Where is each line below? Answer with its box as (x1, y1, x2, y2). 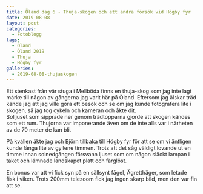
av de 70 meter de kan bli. (6, 126, 72, 133)
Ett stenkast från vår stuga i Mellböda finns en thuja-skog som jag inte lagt (6, 87, 192, 95)
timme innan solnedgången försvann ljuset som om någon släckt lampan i (6, 151, 190, 158)
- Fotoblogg (12, 32, 42, 38)
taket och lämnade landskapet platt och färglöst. (6, 157, 127, 164)
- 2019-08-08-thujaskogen (12, 71, 78, 77)
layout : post (6, 20, 39, 26)
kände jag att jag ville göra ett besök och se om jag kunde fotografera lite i (6, 101, 192, 108)
